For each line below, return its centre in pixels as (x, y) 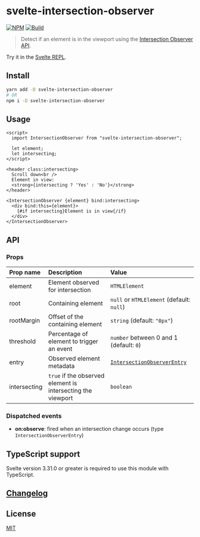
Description (65, 272)
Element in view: (33, 180)
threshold (22, 341)
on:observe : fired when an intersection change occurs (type (89, 429)
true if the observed (76, 375)
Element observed (74, 282)
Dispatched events (34, 416)
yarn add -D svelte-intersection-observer (60, 89)
